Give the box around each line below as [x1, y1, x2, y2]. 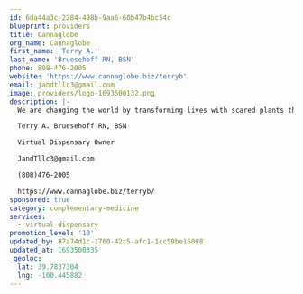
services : [9, 212, 47, 221]
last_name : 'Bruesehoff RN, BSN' [9, 55, 135, 64]
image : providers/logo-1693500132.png [9, 88, 155, 97]
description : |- [9, 96, 70, 106]
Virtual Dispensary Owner [17, 138, 115, 147]
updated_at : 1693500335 [9, 245, 99, 254]
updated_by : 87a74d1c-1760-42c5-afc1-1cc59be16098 [9, 237, 204, 246]
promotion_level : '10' [9, 229, 95, 238]
